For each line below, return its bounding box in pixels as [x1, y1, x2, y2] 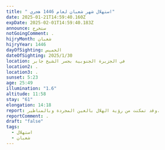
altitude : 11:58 [6, 91, 46, 97]
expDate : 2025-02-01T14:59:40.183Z [6, 19, 94, 25]
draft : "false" [6, 119, 44, 125]
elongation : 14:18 [6, 102, 51, 108]
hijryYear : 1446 [6, 42, 46, 48]
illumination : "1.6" [6, 86, 57, 92]
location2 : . [6, 63, 38, 70]
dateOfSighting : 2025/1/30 [6, 53, 73, 58]
